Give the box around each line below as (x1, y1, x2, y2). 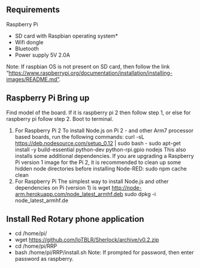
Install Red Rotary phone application (6, 214, 145, 224)
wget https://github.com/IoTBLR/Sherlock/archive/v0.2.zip (14, 236, 159, 243)
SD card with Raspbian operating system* (14, 32, 119, 39)
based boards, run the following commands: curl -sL (14, 133, 145, 140)
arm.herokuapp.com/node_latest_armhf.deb (14, 190, 124, 197)
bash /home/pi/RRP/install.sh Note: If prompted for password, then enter (14, 249, 194, 256)
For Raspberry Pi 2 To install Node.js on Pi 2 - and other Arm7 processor (14, 127, 193, 134)
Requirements (6, 5, 60, 15)
